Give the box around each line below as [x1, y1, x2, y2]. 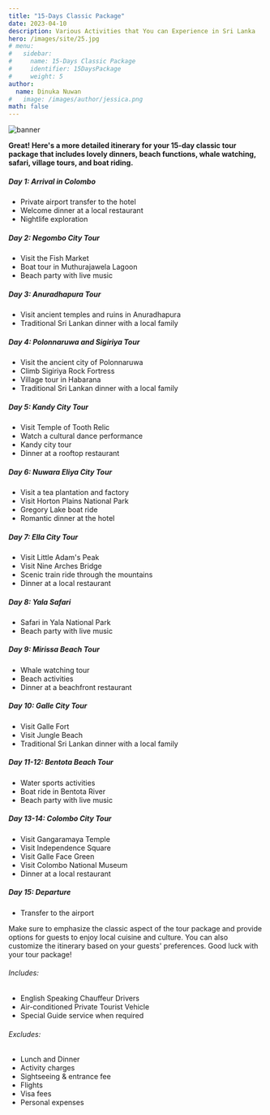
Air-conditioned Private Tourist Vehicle [19, 1001, 150, 1012]
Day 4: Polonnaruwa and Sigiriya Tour [8, 336, 140, 346]
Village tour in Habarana [19, 375, 101, 384]
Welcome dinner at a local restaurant [19, 206, 144, 215]
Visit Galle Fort [19, 721, 70, 731]
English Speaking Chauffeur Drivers [19, 993, 140, 1003]
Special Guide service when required [19, 1010, 144, 1020]
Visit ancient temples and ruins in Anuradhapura [19, 310, 181, 319]
